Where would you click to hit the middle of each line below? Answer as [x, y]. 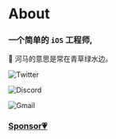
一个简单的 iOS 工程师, [50, 41]
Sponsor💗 [28, 126]
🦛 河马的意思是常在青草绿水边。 [60, 59]
